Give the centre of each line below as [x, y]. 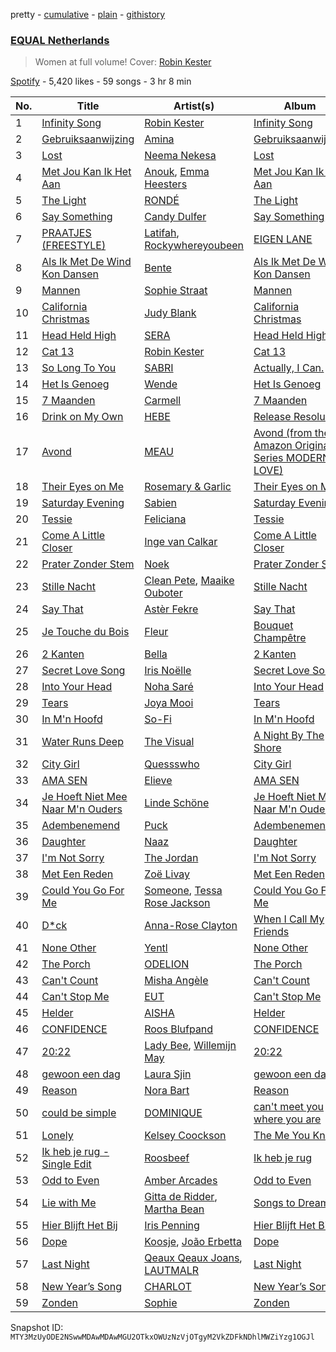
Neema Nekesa [180, 156]
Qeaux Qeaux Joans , [193, 1258]
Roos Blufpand [179, 1029]
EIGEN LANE [283, 239]
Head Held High [79, 336]
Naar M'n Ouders [82, 809]
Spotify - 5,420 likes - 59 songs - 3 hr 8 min [101, 81]
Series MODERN [291, 458]
